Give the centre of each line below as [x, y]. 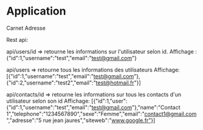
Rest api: [17, 39]
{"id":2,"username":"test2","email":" [51, 83]
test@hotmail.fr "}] [118, 83]
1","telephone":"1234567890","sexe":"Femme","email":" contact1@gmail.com [101, 114]
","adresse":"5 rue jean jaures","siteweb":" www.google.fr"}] [81, 120]
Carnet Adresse [26, 28]
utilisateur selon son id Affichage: [48, 101]
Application [36, 11]
